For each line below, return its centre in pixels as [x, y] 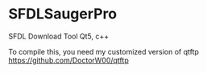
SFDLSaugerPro [63, 14]
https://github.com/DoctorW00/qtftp [68, 60]
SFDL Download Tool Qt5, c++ [59, 36]
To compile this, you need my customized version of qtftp [104, 51]
